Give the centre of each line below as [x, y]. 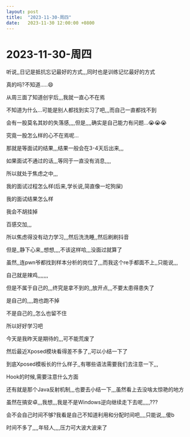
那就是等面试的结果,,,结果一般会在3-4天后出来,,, [65, 148]
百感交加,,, [19, 224]
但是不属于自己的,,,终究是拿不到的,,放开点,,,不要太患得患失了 [80, 288]
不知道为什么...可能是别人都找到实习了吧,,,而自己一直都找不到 [82, 110]
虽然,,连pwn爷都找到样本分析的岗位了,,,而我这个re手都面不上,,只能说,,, [92, 262]
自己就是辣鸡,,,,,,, [27, 275]
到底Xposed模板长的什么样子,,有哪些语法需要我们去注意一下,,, [82, 364]
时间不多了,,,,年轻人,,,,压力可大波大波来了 [57, 427]
